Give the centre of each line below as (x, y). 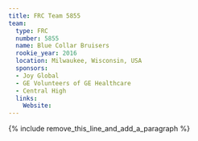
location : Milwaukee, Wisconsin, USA (79, 61)
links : (27, 98)
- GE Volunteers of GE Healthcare (73, 83)
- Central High (41, 91)
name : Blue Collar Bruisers (63, 46)
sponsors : (32, 68)
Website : (37, 106)
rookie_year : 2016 (47, 53)
